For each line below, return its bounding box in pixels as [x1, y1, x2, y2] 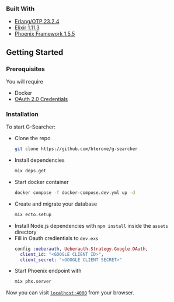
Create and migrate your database [14, 200, 98, 207]
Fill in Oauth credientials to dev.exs [14, 234, 99, 241]
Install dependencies [14, 157, 65, 164]
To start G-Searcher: [6, 123, 55, 130]
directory [14, 228, 37, 235]
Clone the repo [14, 135, 51, 142]
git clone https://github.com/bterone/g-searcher [14, 146, 138, 152]
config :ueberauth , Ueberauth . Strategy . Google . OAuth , [14, 246, 148, 252]
